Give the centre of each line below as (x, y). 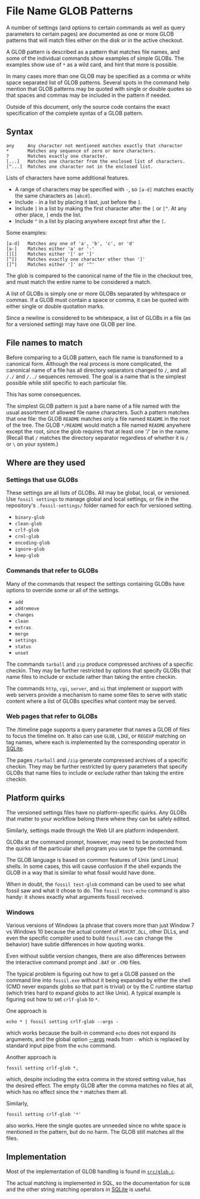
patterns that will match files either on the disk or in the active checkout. (95, 40)
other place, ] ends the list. (48, 215)
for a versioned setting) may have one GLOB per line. (71, 324)
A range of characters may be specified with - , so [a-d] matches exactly (104, 189)
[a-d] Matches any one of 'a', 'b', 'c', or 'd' (70, 243)
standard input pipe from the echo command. (61, 1045)
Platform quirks (36, 798)
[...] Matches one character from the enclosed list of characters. (96, 161)
